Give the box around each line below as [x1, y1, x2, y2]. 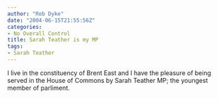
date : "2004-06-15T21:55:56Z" [7, 17, 96, 24]
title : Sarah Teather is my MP [7, 37, 99, 44]
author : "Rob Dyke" [7, 10, 64, 18]
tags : [7, 43, 23, 50]
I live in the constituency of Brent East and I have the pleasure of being [7, 68, 212, 77]
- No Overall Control [7, 29, 71, 37]
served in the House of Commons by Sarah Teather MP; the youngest [7, 76, 208, 84]
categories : [7, 23, 42, 30]
